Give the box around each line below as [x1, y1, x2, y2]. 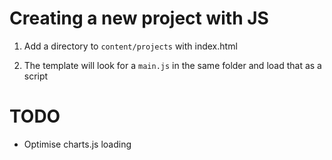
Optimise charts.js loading [23, 138, 132, 150]
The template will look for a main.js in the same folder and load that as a [23, 59, 322, 71]
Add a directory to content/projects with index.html [23, 40, 238, 52]
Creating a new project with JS [9, 7, 269, 30]
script [23, 70, 49, 82]
